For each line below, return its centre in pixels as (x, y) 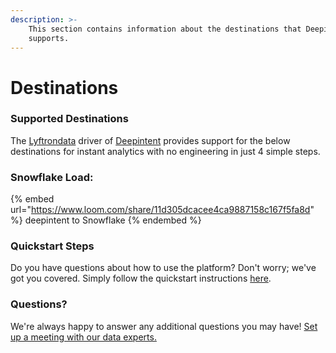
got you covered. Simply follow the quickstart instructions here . (141, 278)
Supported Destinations (69, 119)
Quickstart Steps (52, 246)
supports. (49, 38)
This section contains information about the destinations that (165, 29)
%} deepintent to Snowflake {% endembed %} (106, 220)
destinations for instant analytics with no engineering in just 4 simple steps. (165, 151)
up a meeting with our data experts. (83, 337)
